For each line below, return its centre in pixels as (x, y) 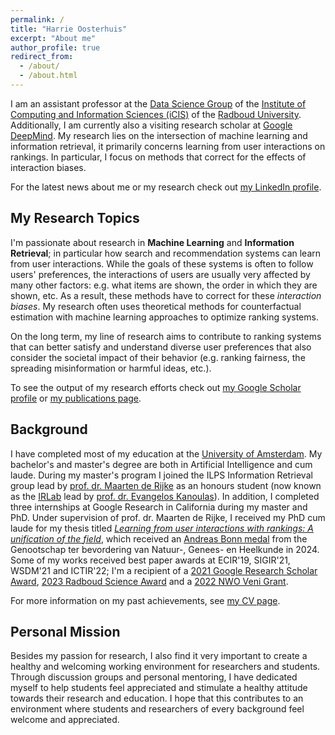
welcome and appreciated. (65, 720)
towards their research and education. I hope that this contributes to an (157, 698)
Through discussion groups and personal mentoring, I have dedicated (154, 677)
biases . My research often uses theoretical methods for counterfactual (156, 306)
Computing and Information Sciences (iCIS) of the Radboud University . (156, 114)
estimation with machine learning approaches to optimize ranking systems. (164, 317)
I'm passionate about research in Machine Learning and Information (152, 242)
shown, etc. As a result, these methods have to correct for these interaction (166, 295)
